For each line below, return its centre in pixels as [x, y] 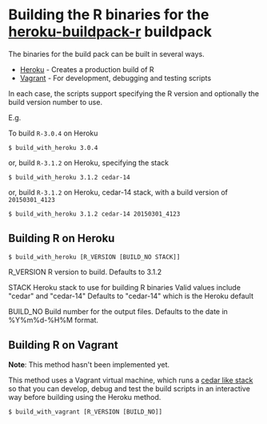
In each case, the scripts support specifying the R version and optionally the [134, 93]
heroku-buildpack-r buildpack [110, 32]
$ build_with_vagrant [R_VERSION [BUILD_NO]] [85, 412]
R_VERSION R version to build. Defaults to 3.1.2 [85, 272]
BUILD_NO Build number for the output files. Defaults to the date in [118, 311]
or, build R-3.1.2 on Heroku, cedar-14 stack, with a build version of [118, 192]
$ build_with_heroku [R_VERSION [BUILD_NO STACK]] [94, 257]
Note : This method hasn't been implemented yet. [89, 364]
